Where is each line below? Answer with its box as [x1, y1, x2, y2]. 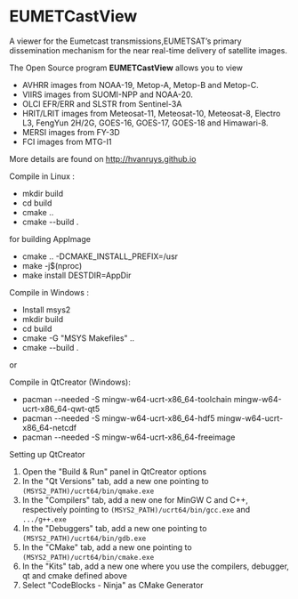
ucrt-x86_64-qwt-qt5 [21, 403, 101, 414]
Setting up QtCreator [9, 449, 86, 459]
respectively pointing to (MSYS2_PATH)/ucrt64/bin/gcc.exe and [21, 504, 251, 514]
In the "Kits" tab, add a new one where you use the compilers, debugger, [21, 561, 289, 571]
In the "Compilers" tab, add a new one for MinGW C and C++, [21, 494, 249, 505]
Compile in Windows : [9, 287, 89, 297]
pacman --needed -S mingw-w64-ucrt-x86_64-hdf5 [21, 412, 215, 424]
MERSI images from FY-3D [21, 126, 120, 137]
